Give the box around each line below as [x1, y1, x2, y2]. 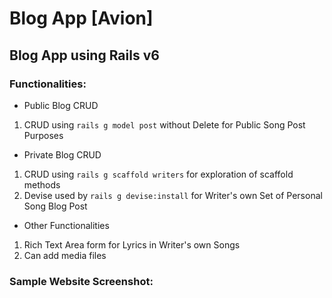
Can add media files [23, 249, 107, 261]
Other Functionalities [23, 219, 110, 231]
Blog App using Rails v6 [9, 47, 160, 64]
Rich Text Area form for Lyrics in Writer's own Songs [23, 238, 241, 251]
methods [23, 178, 61, 191]
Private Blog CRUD [23, 148, 102, 161]
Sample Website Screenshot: [9, 274, 154, 288]
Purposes [23, 129, 64, 141]
